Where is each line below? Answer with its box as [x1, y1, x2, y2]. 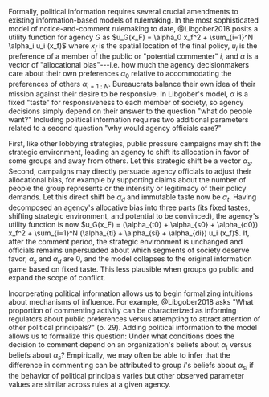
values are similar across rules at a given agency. [8, 379, 171, 389]
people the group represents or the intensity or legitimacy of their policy [8, 184, 247, 194]
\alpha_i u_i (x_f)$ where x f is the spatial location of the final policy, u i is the [8, 41, 258, 52]
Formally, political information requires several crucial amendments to [8, 7, 238, 16]
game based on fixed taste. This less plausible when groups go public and [8, 264, 255, 274]
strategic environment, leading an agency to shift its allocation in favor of [8, 148, 250, 158]
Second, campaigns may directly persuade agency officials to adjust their [8, 166, 252, 176]
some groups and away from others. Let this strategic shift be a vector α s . [8, 156, 253, 168]
